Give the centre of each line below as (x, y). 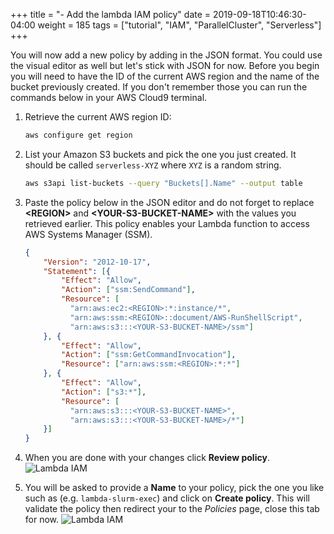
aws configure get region (78, 135)
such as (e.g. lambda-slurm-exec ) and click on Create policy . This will (167, 498)
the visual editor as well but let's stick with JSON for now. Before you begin (165, 65)
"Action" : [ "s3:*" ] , (104, 392)
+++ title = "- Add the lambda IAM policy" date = (111, 14)
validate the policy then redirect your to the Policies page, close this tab (172, 509)
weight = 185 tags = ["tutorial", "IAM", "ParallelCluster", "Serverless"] (179, 25)
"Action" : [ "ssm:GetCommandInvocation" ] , (149, 355)
